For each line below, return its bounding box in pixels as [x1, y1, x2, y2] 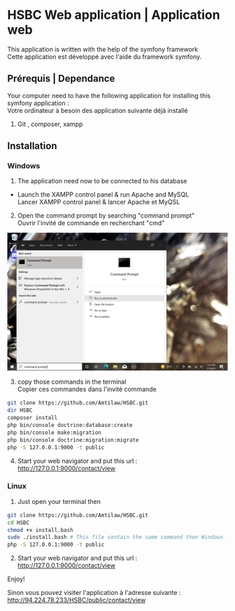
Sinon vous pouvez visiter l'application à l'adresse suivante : [7, 589, 181, 597]
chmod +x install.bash [7, 526, 73, 533]
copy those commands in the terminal [17, 378, 127, 386]
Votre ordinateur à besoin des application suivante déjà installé [7, 106, 188, 115]
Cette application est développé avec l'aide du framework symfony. [7, 52, 202, 61]
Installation [7, 140, 57, 152]
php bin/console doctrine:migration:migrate [7, 436, 139, 444]
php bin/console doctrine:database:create [7, 422, 133, 429]
